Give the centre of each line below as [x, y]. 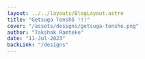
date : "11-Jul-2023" [37, 39]
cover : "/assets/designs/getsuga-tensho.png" [73, 26]
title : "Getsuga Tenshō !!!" [49, 20]
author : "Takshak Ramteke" [45, 32]
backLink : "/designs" [38, 45]
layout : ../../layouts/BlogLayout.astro [66, 13]
